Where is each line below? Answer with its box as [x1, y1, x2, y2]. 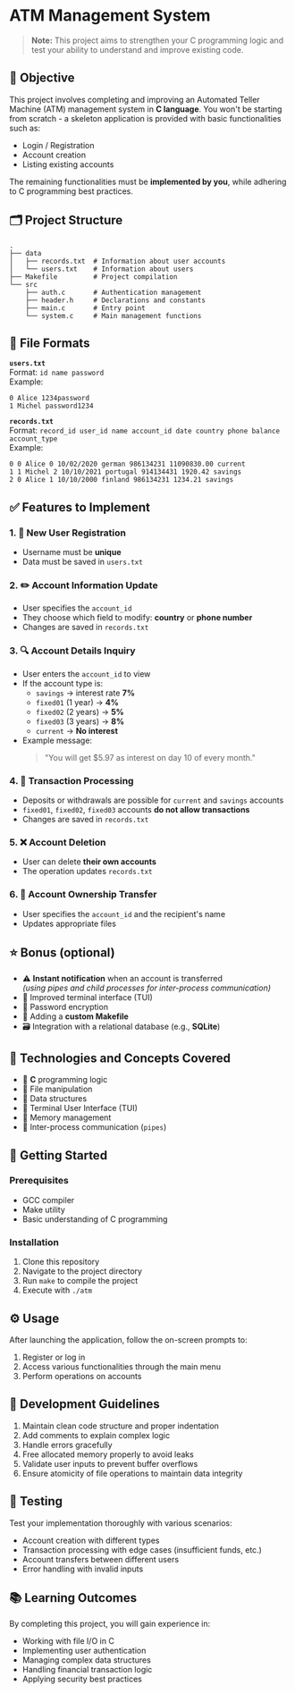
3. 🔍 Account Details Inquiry [9, 644, 136, 657]
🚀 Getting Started [9, 1148, 108, 1163]
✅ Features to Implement [9, 500, 150, 515]
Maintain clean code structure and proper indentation [21, 1420, 219, 1431]
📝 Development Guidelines [9, 1396, 160, 1412]
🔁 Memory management [21, 1112, 112, 1123]
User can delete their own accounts [21, 856, 156, 867]
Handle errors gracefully [21, 1439, 114, 1450]
